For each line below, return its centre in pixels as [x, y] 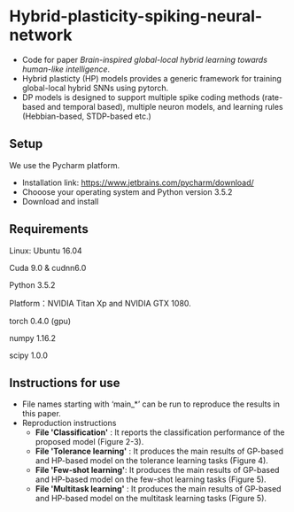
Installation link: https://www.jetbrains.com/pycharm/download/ [138, 182]
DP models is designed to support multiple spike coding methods [141, 97]
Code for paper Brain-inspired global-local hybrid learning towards [145, 59]
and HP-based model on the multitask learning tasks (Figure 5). [151, 499]
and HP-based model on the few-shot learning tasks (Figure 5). [151, 479]
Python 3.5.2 [32, 284]
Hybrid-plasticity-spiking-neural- [136, 16]
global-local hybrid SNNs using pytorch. [95, 88]
